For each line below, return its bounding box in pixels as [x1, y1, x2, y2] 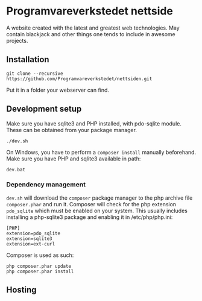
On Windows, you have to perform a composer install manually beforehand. [6, 148, 197, 156]
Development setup [6, 104, 82, 114]
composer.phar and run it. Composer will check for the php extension [6, 200, 177, 208]
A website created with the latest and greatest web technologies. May [6, 24, 180, 31]
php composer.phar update [6, 263, 71, 269]
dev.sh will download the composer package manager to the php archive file [6, 194, 193, 201]
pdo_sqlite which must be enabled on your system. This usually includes [6, 207, 188, 214]
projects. [6, 37, 28, 44]
